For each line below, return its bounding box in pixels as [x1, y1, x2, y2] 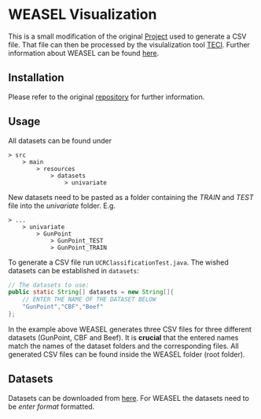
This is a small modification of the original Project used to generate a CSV [8, 32, 247, 41]
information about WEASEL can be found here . [8, 48, 160, 57]
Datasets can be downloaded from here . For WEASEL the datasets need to [8, 393, 250, 402]
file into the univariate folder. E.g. [8, 201, 116, 210]
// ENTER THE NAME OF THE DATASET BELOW [22, 295, 156, 304]
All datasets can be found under [8, 135, 112, 145]
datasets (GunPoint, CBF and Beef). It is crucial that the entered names [8, 332, 239, 342]
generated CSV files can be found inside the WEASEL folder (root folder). [8, 349, 245, 359]
